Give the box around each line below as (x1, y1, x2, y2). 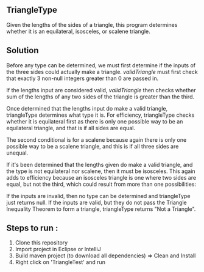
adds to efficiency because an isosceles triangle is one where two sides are (6, 174, 197, 181)
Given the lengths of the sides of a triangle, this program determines (6, 21, 178, 28)
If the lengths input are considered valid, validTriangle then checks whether (6, 86, 196, 94)
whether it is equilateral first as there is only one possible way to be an (6, 117, 183, 125)
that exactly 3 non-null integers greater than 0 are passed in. (6, 75, 159, 82)
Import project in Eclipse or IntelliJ (15, 246, 102, 253)
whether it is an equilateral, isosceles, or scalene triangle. (6, 28, 150, 35)
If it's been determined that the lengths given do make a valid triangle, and (6, 161, 193, 168)
